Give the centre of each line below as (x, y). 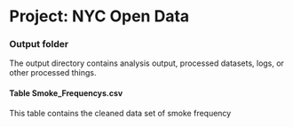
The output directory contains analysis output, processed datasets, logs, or (146, 63)
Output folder (39, 44)
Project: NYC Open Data (99, 16)
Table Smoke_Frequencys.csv (66, 93)
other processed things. (53, 73)
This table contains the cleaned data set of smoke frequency (120, 113)
